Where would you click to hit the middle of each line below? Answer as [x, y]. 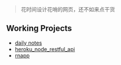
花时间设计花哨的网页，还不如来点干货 [68, 9]
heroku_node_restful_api [45, 49]
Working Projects [39, 28]
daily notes [28, 43]
